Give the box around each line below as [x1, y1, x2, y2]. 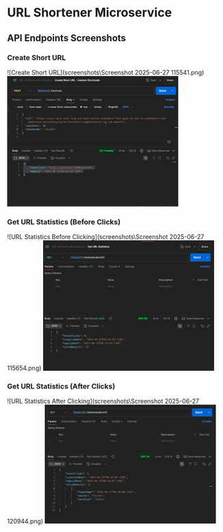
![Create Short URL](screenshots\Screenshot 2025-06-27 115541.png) [7, 68, 205, 76]
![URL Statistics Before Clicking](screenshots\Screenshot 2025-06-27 [7, 233, 205, 241]
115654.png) [7, 364, 42, 372]
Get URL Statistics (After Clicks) [7, 381, 116, 391]
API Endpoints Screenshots [7, 32, 127, 44]
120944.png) [7, 517, 43, 526]
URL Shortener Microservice [7, 5, 172, 21]
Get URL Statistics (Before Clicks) [7, 218, 121, 227]
